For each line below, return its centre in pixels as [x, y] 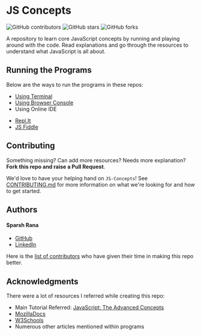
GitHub [24, 238]
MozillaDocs [30, 314]
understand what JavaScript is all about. [56, 51]
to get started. [24, 191]
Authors [22, 209]
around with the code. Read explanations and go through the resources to [97, 45]
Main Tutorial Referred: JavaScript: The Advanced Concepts [89, 307]
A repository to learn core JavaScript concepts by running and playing [93, 38]
